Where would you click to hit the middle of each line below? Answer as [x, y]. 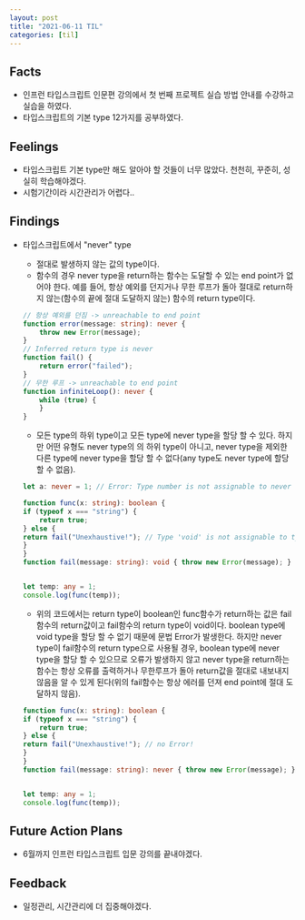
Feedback [38, 883]
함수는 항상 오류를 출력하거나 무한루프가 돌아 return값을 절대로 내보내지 [162, 671]
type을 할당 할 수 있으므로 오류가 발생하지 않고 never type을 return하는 [163, 659]
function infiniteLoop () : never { [88, 391]
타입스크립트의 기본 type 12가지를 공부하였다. [103, 117]
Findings [35, 222]
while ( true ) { [68, 400]
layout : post [34, 18]
